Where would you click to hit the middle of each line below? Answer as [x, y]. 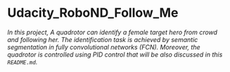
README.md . [23, 62]
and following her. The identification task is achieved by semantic [103, 39]
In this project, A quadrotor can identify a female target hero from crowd [113, 32]
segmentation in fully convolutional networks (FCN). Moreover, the [104, 47]
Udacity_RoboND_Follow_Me [93, 13]
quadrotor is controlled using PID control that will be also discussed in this [115, 55]
